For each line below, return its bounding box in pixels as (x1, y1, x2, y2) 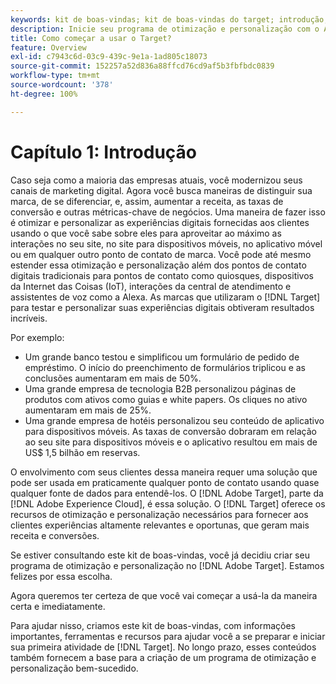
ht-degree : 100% (10, 89, 78, 99)
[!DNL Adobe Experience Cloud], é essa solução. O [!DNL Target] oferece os (10, 497, 326, 510)
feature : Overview (10, 42, 87, 53)
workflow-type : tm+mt (10, 71, 101, 81)
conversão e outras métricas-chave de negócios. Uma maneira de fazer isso (10, 206, 326, 218)
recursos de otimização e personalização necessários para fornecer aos (10, 508, 309, 520)
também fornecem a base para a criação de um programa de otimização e (10, 651, 317, 663)
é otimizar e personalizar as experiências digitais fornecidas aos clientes (10, 216, 310, 228)
